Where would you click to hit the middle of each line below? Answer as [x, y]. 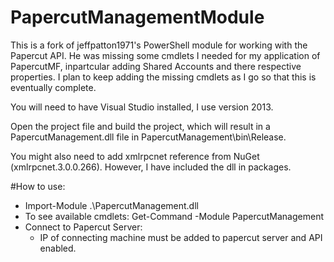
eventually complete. [53, 87]
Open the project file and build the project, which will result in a [140, 126]
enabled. [58, 248]
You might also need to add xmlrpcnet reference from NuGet [135, 156]
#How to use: [38, 186]
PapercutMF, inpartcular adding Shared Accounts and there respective [156, 66]
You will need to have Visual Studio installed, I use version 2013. [142, 107]
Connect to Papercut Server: [83, 227]
